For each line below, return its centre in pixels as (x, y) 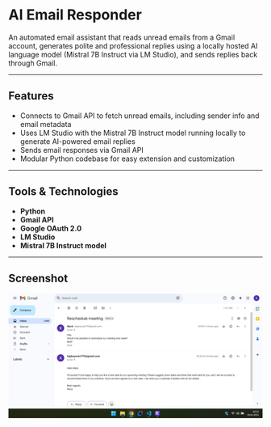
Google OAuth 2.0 (51, 228)
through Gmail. (33, 63)
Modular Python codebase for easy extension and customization (127, 159)
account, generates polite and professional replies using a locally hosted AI (133, 45)
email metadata (46, 124)
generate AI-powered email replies (77, 141)
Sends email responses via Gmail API (81, 150)
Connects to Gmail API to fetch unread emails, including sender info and (140, 116)
